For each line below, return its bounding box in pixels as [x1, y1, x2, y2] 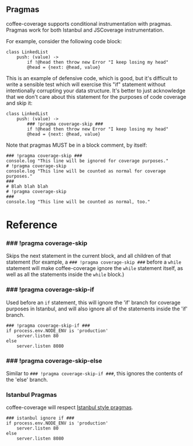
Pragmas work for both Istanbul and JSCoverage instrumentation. [6, 26, 164, 33]
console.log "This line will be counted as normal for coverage [6, 168, 166, 174]
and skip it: [6, 99, 33, 106]
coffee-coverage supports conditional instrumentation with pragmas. [6, 20, 173, 27]
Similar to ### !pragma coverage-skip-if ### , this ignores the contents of [6, 369, 183, 376]
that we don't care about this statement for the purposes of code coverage [6, 93, 187, 100]
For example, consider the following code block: [6, 37, 122, 44]
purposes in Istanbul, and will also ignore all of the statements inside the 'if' [6, 305, 188, 312]
